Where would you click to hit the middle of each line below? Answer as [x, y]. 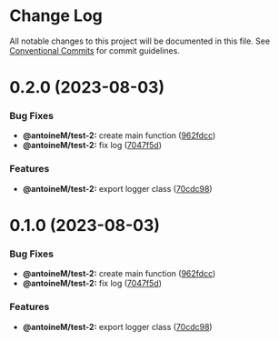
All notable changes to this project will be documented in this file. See [140, 41]
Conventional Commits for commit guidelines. [95, 50]
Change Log [56, 16]
